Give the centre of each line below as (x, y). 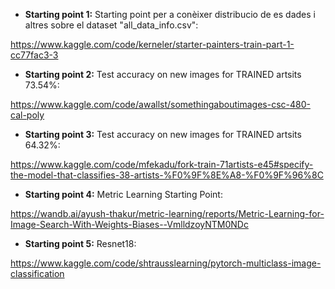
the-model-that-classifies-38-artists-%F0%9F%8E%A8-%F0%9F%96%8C (167, 175)
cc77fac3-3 (34, 55)
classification (37, 273)
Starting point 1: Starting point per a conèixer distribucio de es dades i (170, 14)
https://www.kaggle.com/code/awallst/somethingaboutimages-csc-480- (160, 104)
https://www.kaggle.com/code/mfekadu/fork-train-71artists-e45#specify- (162, 164)
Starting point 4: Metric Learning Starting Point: (123, 194)
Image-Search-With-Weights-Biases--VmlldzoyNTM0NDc (129, 224)
